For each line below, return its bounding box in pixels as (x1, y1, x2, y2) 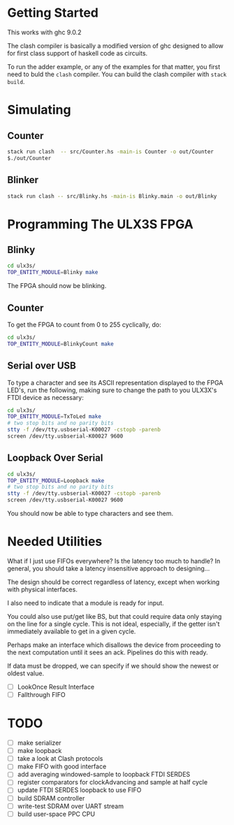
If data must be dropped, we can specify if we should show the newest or (7, 662, 219, 670)
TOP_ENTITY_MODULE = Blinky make (7, 269, 98, 276)
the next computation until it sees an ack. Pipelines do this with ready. (7, 648, 208, 657)
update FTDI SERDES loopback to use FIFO (17, 786, 142, 794)
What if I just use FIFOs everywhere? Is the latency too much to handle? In (7, 557, 221, 565)
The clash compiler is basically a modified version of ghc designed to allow (7, 41, 224, 50)
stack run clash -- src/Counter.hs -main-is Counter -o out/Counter (7, 148, 214, 155)
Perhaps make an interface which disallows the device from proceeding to (7, 641, 221, 649)
